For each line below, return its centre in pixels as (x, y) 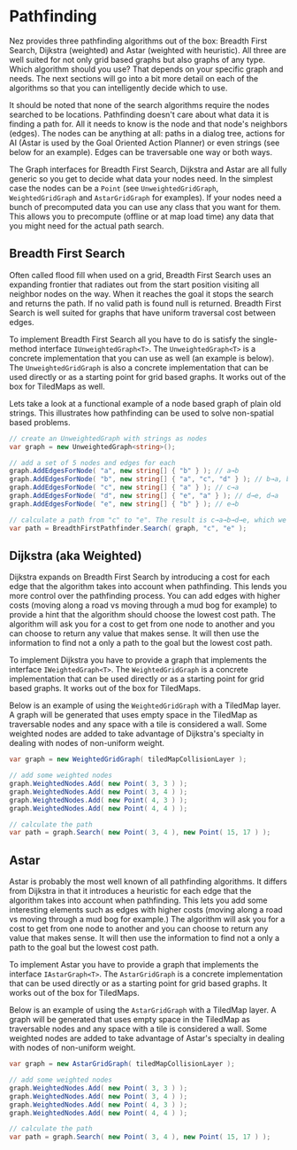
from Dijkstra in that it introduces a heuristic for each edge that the (130, 891)
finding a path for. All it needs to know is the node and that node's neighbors (148, 124)
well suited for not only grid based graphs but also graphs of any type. (137, 59)
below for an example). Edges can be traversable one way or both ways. (141, 152)
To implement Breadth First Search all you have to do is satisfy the (129, 339)
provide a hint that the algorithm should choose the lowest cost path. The (142, 615)
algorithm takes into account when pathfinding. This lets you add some (138, 900)
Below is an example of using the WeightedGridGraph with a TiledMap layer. (145, 705)
